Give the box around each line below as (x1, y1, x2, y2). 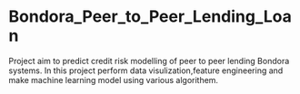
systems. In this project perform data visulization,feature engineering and (8, 65, 284, 76)
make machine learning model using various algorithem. (8, 74, 219, 85)
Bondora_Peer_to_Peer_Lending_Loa (8, 6, 292, 27)
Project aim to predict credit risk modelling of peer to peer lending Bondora (8, 55, 290, 66)
